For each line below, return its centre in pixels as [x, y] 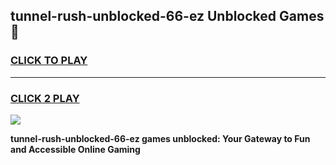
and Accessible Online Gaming [75, 149]
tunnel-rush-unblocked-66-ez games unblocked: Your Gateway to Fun [160, 138]
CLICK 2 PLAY [45, 98]
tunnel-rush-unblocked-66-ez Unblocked [143, 16]
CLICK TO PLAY [49, 61]
